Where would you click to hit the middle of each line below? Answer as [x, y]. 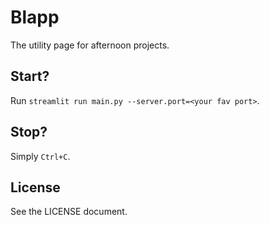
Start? [30, 76]
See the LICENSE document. [69, 212]
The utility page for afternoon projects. [90, 45]
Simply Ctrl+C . [40, 156]
